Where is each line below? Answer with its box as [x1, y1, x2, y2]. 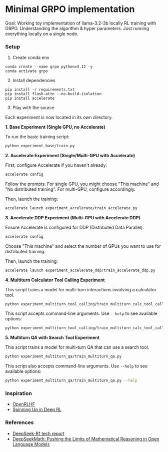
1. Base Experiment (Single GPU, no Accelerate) [5, 124, 106, 130]
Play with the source [12, 105, 55, 111]
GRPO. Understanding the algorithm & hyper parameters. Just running [5, 25, 149, 31]
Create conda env [12, 55, 49, 61]
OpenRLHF [12, 401, 35, 407]
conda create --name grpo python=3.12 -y [5, 64, 93, 70]
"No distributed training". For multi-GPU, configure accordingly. [5, 186, 136, 192]
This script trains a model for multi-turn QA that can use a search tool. [5, 344, 149, 350]
